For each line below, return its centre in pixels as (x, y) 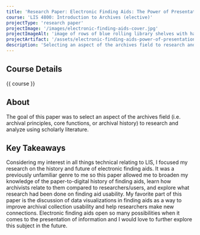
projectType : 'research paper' (45, 23)
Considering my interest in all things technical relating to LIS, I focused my (97, 162)
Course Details (34, 69)
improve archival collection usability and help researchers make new (90, 207)
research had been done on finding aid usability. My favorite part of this (94, 194)
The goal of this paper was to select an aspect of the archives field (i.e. (93, 116)
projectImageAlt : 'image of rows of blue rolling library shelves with (97, 34)
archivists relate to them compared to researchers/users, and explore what (98, 188)
